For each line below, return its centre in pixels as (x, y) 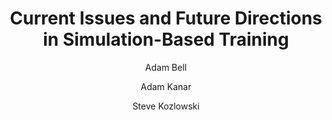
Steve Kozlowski (166, 106)
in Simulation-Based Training (166, 39)
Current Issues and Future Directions (166, 18)
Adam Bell (166, 67)
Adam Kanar (166, 86)
